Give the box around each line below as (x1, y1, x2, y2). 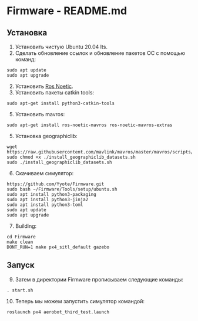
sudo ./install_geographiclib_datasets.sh (6, 159, 112, 165)
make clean (6, 239, 33, 245)
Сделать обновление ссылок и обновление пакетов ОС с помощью (15, 50, 186, 57)
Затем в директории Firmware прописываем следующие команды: (15, 276, 184, 283)
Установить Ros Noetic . (15, 83, 73, 90)
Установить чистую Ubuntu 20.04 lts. (15, 43, 108, 50)
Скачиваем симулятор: (15, 170, 74, 176)
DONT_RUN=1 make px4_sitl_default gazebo (6, 244, 110, 250)
